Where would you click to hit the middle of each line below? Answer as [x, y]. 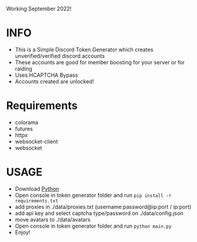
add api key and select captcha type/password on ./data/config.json [99, 213]
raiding [24, 68]
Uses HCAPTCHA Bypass [46, 75]
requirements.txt [37, 201]
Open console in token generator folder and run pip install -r [93, 195]
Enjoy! [22, 232]
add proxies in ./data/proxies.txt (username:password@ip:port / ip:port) [103, 207]
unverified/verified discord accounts [60, 56]
